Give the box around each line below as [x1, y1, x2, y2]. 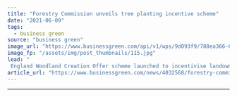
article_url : [7, 69, 46, 76]
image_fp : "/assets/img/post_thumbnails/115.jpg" [7, 50, 157, 57]
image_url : [7, 43, 39, 50]
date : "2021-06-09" [7, 17, 65, 24]
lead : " [7, 56, 30, 63]
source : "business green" [7, 37, 83, 44]
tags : [7, 23, 23, 30]
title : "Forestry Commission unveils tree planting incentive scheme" [7, 10, 219, 18]
